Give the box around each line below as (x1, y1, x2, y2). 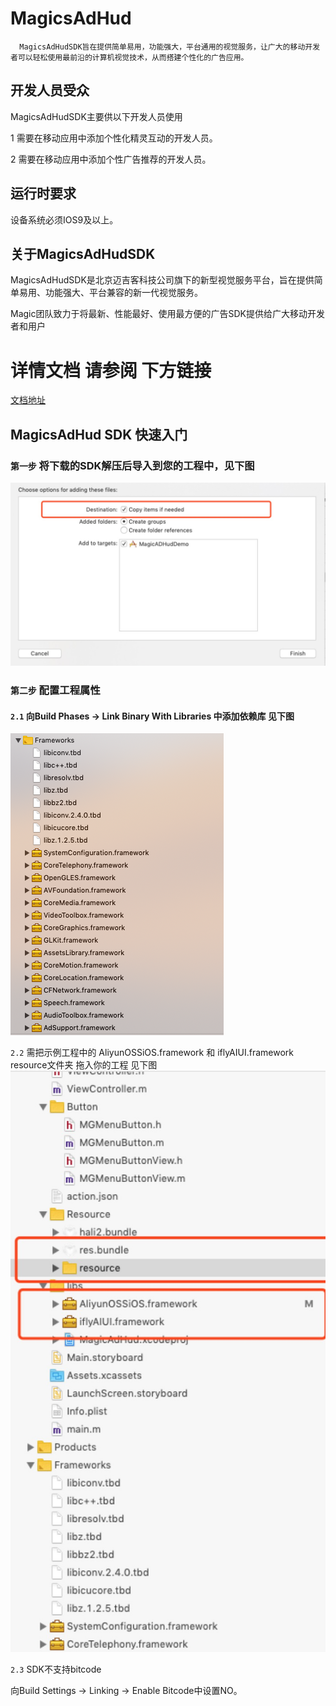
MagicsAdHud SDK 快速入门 (10, 426, 188, 443)
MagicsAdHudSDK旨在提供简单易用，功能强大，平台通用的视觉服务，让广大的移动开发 (19, 42, 321, 52)
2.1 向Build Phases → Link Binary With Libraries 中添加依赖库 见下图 (10, 710, 295, 722)
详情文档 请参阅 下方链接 (10, 359, 212, 382)
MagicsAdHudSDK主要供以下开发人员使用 (10, 110, 183, 122)
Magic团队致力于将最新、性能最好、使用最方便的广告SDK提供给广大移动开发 (10, 308, 325, 320)
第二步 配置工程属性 (10, 683, 101, 697)
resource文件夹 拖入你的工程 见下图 (10, 1059, 158, 1071)
